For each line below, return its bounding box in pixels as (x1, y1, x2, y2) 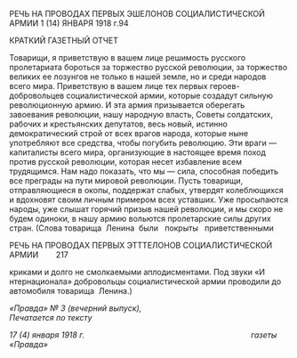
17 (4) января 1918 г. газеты (9, 330, 277, 340)
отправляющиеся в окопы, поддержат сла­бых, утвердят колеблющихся (9, 185, 284, 195)
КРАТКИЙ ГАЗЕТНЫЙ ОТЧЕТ (9, 36, 118, 45)
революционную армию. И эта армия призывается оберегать (9, 100, 245, 110)
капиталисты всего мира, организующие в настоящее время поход (9, 147, 267, 158)
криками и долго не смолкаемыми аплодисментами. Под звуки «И (9, 267, 265, 277)
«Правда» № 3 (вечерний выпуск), (9, 303, 142, 313)
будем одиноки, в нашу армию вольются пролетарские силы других (9, 214, 271, 224)
